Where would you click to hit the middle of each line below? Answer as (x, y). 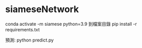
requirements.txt (23, 29)
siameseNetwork (42, 9)
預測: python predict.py (30, 40)
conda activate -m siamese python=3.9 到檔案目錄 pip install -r (71, 24)
